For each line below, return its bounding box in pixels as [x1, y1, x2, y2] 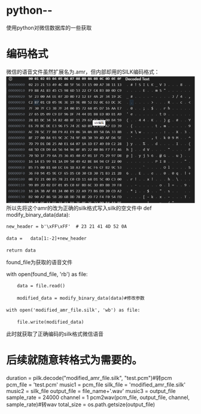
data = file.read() [17, 283, 66, 289]
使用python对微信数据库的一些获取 [6, 24, 92, 31]
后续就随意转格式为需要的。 [6, 353, 143, 367]
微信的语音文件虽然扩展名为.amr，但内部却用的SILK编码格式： [6, 68, 160, 75]
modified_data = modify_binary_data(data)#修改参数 [17, 295, 145, 301]
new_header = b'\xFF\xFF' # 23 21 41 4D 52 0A [6, 223, 127, 229]
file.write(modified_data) [17, 319, 84, 325]
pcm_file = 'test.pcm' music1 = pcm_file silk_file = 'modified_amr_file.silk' [6, 381, 186, 388]
